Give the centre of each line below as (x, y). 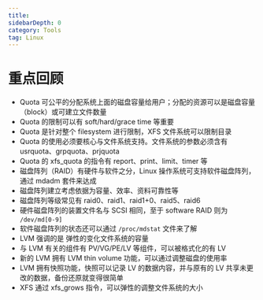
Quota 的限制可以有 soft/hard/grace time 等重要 (97, 122)
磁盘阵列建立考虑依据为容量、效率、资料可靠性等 (99, 191)
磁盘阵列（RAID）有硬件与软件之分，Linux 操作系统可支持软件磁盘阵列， (137, 171)
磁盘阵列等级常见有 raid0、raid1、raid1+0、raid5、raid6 (110, 201)
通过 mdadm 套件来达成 (58, 181)
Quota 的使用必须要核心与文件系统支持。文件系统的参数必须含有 (124, 142)
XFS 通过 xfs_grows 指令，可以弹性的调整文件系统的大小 (111, 287)
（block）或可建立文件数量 (63, 112)
